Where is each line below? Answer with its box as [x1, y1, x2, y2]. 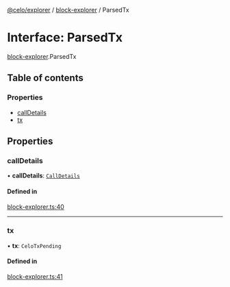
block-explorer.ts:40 [7, 202, 65, 211]
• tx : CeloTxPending [7, 241, 62, 249]
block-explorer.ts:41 [7, 273, 63, 281]
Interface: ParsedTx [7, 30, 123, 45]
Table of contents [7, 72, 84, 84]
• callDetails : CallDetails [7, 171, 80, 180]
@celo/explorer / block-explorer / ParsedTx [7, 6, 129, 14]
